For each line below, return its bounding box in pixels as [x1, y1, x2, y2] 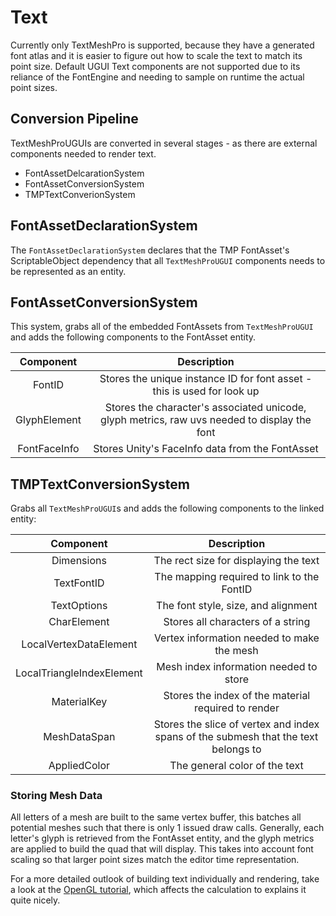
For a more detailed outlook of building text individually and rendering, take [10, 873, 320, 885]
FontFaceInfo [17, 442, 80, 456]
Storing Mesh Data [10, 789, 103, 803]
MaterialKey [51, 695, 108, 709]
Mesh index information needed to [156, 660, 318, 674]
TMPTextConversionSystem [10, 476, 190, 493]
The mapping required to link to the [154, 570, 320, 584]
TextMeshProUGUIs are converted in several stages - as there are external [10, 137, 318, 149]
